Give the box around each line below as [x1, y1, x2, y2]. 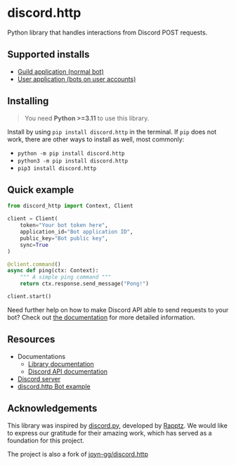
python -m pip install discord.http [17, 150, 125, 157]
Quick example [7, 184, 74, 196]
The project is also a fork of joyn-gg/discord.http [7, 450, 149, 458]
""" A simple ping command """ [20, 274, 112, 281]
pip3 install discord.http [17, 165, 97, 172]
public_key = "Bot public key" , [20, 234, 109, 242]
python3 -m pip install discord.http [17, 157, 129, 165]
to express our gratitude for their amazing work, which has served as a [7, 428, 212, 437]
